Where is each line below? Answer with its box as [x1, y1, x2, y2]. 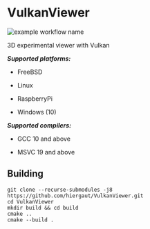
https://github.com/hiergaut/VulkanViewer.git [7, 192, 144, 199]
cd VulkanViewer [7, 198, 54, 205]
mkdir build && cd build [7, 204, 79, 211]
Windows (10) [17, 108, 57, 116]
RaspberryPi [17, 94, 53, 103]
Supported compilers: [7, 121, 72, 129]
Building [7, 168, 44, 180]
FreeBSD [17, 68, 43, 76]
